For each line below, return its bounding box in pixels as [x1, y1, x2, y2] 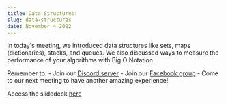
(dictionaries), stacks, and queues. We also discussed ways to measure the [7, 49, 219, 57]
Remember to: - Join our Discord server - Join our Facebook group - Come [7, 69, 218, 77]
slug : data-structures [7, 16, 72, 23]
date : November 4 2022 [7, 23, 72, 29]
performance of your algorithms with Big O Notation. [7, 56, 155, 64]
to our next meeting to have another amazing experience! [7, 77, 169, 85]
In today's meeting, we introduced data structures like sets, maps [7, 42, 191, 50]
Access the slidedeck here [7, 90, 82, 98]
